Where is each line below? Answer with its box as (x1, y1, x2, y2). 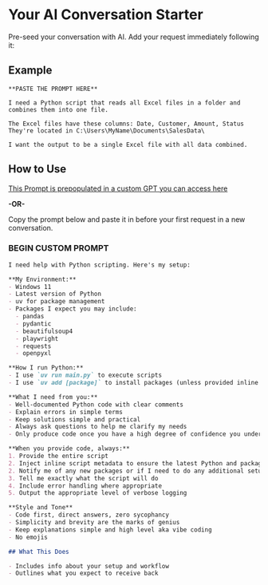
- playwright (15, 334, 59, 342)
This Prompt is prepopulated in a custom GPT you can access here (8, 184, 228, 193)
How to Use (8, 162, 67, 176)
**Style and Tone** (8, 504, 73, 512)
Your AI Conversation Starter (8, 6, 203, 24)
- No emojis (8, 533, 48, 541)
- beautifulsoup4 (15, 327, 73, 335)
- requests (15, 342, 52, 350)
